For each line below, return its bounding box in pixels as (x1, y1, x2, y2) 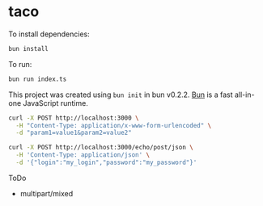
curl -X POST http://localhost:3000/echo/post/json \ (8, 144, 194, 152)
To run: (8, 59, 32, 69)
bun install (8, 44, 49, 53)
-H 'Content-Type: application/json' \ (15, 151, 151, 159)
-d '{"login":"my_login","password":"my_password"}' (15, 158, 197, 167)
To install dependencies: (8, 29, 91, 39)
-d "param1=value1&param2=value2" (15, 128, 132, 137)
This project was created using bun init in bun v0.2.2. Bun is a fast (8, 90, 233, 99)
